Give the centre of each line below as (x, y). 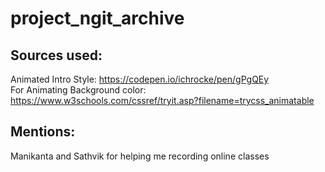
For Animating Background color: (78, 90)
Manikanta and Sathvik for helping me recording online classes (140, 156)
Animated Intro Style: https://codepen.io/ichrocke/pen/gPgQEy (140, 79)
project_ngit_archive (97, 18)
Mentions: (43, 132)
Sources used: (56, 55)
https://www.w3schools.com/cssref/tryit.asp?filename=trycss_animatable (162, 100)
